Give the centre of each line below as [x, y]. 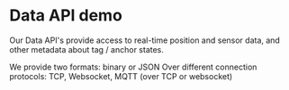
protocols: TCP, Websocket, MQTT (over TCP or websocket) [121, 76]
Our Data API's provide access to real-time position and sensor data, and [145, 40]
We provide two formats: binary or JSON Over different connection [133, 67]
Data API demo [66, 16]
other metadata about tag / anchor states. [87, 49]
